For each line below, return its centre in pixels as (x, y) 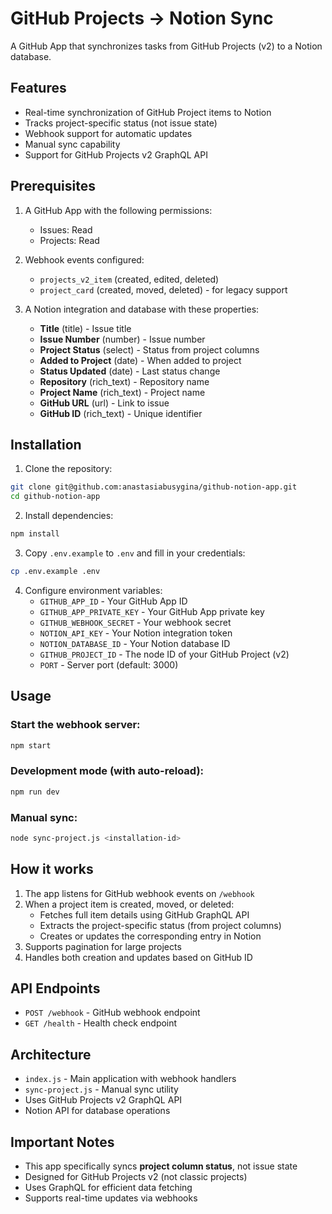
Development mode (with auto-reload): (107, 771)
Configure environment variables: (93, 590)
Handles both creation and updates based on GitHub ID (138, 957)
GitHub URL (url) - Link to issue (104, 403)
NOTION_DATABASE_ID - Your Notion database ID (135, 643)
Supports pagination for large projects (103, 946)
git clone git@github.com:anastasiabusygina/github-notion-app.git (154, 487)
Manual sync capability (72, 144)
